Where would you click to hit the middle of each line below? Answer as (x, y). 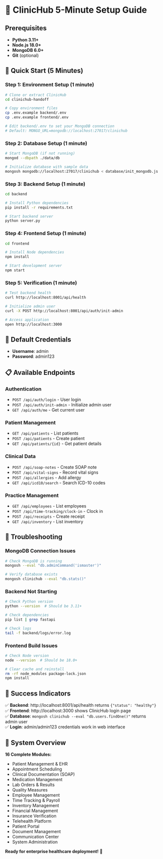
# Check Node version (27, 655)
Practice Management (32, 495)
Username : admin (30, 351)
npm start (15, 270)
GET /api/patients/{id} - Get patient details (57, 444)
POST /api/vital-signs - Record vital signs (55, 472)
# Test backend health (28, 293)
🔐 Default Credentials (38, 339)
